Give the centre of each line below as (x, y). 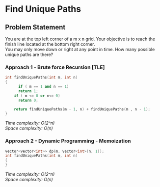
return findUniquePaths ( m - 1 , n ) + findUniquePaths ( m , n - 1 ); (82, 109)
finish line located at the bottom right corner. (50, 44)
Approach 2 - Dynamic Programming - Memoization (68, 141)
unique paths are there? (29, 54)
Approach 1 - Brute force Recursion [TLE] (55, 67)
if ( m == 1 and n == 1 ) (43, 87)
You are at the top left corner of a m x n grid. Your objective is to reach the (80, 39)
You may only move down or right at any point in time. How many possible (80, 49)
